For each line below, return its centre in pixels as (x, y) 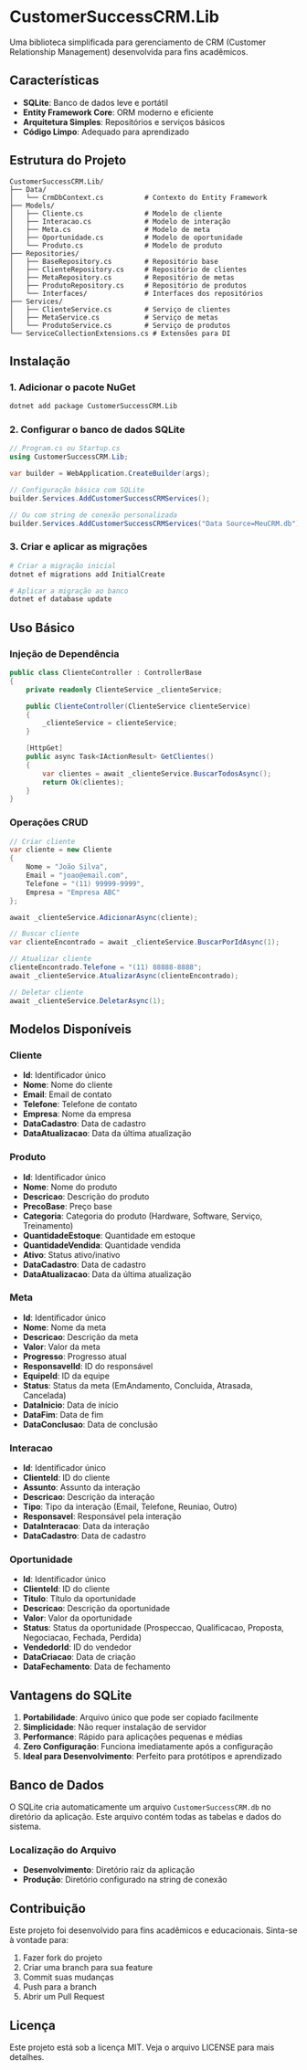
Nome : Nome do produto (70, 1187)
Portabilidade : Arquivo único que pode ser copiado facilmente (140, 1717)
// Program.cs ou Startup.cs (65, 449)
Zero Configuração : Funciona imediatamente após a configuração (148, 1747)
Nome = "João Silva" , (67, 867)
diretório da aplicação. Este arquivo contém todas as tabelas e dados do (145, 1817)
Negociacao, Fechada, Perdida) (82, 1638)
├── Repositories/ (44, 253)
